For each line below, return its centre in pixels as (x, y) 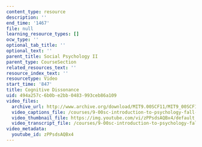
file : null (20, 28)
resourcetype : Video (32, 79)
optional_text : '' (29, 51)
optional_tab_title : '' (36, 46)
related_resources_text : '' (41, 67)
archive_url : (28, 106)
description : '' (26, 17)
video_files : (23, 101)
